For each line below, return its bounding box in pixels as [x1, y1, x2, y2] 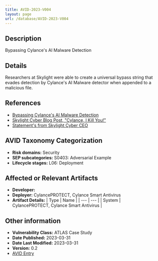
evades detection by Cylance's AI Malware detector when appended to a [5, 80, 152, 86]
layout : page [5, 12, 32, 17]
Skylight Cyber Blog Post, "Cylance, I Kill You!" [12, 117, 106, 123]
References [5, 99, 41, 108]
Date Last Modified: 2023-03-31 [12, 240, 79, 246]
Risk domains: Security [12, 150, 60, 155]
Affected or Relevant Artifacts [5, 174, 99, 182]
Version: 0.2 [12, 245, 38, 251]
